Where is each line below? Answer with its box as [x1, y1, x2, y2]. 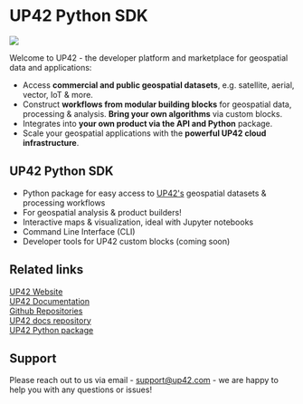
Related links [9, 262, 84, 277]
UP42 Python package [9, 324, 94, 335]
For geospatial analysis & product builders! [22, 207, 183, 217]
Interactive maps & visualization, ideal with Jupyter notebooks [22, 216, 254, 227]
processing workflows [22, 197, 106, 208]
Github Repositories [9, 305, 83, 316]
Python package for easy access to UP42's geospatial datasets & [22, 188, 267, 198]
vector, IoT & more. [22, 89, 93, 100]
